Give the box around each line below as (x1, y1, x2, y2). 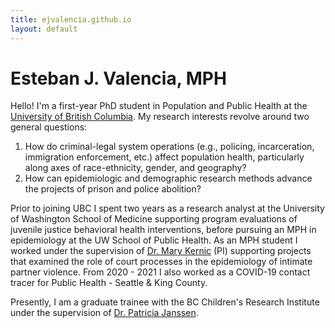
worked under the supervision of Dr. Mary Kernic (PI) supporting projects (10, 245, 312, 257)
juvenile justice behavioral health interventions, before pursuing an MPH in (10, 224, 317, 236)
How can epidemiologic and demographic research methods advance (24, 172, 313, 185)
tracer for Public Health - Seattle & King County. (10, 277, 208, 289)
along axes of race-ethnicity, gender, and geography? (24, 162, 247, 174)
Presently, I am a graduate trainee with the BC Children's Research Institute (10, 296, 320, 308)
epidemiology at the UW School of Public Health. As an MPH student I (10, 234, 298, 246)
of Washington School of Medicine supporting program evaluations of (10, 213, 298, 225)
